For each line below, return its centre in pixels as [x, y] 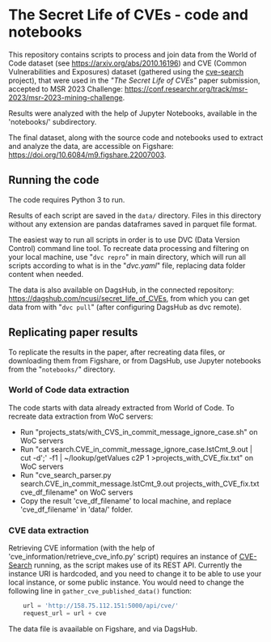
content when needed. [46, 274]
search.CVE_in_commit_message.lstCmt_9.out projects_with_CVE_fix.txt [140, 483]
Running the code [54, 180]
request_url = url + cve [65, 614]
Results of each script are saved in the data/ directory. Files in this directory [135, 215]
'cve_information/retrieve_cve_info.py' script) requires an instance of [123, 557]
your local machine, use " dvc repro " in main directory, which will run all [127, 257]
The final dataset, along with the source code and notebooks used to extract [136, 137]
